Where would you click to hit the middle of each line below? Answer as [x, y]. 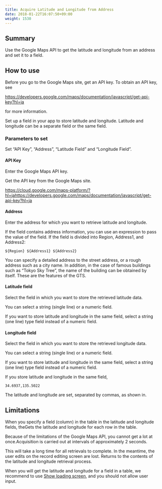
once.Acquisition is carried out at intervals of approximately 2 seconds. [76, 441]
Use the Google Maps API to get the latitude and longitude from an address [80, 50]
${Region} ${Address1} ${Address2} [41, 251]
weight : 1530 [18, 18]
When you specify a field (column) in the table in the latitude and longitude [80, 422]
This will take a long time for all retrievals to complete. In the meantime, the [80, 451]
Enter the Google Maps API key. [37, 171]
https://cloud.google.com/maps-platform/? [48, 190]
